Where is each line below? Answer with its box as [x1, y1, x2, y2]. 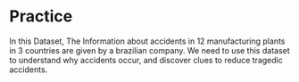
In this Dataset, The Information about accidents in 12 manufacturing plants [9, 36, 286, 46]
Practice [9, 6, 73, 27]
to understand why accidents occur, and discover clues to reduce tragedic [9, 54, 283, 65]
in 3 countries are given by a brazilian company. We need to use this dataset [9, 45, 290, 55]
